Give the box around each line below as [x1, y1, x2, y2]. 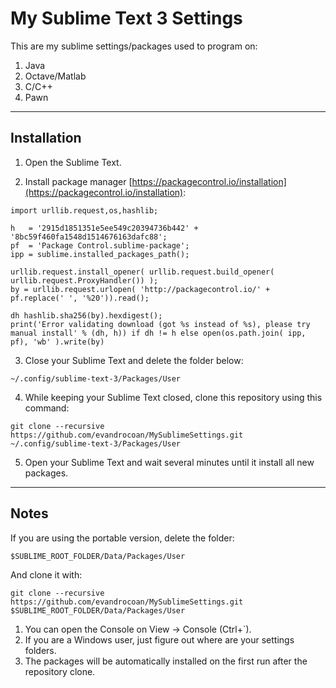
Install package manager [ [24, 175, 133, 187]
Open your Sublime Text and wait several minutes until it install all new [24, 456, 315, 468]
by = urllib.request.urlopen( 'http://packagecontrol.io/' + [10, 284, 271, 294]
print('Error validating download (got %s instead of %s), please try [10, 319, 311, 329]
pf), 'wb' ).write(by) [10, 337, 105, 347]
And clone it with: [10, 568, 83, 581]
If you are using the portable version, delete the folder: [10, 532, 235, 544]
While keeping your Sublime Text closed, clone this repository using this [24, 391, 323, 403]
